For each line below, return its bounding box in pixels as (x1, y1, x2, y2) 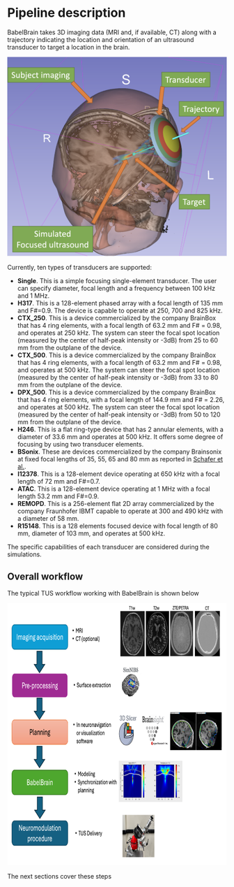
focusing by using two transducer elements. (17, 440, 144, 449)
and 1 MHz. (17, 291, 50, 300)
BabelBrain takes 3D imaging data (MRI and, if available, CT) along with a (7, 28, 217, 36)
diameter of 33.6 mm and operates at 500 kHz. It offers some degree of (17, 433, 224, 441)
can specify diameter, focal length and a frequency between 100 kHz (17, 284, 216, 293)
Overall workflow (7, 570, 84, 582)
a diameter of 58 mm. (17, 514, 79, 523)
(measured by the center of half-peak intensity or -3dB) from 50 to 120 (17, 410, 221, 419)
